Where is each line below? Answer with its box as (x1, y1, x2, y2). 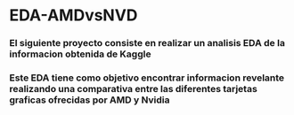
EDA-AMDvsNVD (9, 5, 138, 26)
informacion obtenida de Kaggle (9, 48, 151, 60)
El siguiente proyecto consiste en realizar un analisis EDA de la (9, 37, 285, 50)
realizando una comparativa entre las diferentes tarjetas (9, 83, 258, 96)
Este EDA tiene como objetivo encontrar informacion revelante (9, 72, 285, 84)
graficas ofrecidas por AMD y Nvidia (9, 94, 170, 106)
